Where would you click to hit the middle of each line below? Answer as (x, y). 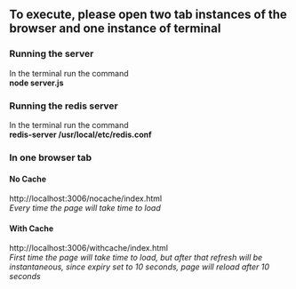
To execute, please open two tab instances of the (148, 15)
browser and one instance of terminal (115, 29)
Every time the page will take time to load (85, 208)
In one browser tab (51, 157)
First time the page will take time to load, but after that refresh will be (136, 258)
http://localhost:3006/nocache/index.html (86, 198)
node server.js (36, 83)
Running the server (52, 54)
